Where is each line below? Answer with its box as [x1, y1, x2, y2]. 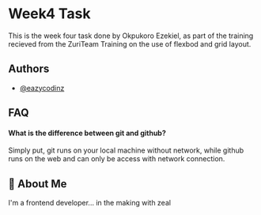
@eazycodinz [19, 83, 65, 92]
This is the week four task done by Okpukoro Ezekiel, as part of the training [8, 31, 254, 40]
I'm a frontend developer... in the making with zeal [8, 198, 172, 208]
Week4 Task [8, 5, 91, 23]
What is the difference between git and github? [8, 128, 166, 138]
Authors [8, 62, 50, 76]
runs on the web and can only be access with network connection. [8, 154, 225, 164]
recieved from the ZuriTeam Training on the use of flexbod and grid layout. [8, 39, 252, 48]
